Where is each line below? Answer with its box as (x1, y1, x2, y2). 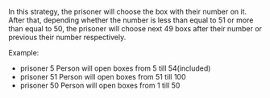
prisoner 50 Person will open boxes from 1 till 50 (19, 80, 181, 90)
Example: (8, 48, 39, 57)
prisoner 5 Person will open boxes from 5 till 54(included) (19, 63, 211, 73)
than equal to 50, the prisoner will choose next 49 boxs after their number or (8, 24, 262, 33)
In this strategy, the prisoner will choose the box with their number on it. (8, 7, 247, 16)
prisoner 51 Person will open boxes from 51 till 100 (19, 72, 186, 81)
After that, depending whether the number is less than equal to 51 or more (8, 15, 254, 25)
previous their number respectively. (8, 32, 127, 42)
